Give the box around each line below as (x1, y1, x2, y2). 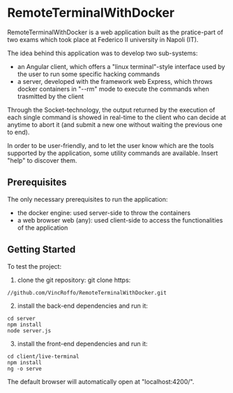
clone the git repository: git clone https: (17, 276, 131, 284)
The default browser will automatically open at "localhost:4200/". (7, 377, 195, 385)
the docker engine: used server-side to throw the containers (17, 208, 190, 217)
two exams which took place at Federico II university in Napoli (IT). (7, 35, 199, 43)
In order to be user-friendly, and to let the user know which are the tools (7, 141, 214, 149)
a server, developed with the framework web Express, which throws (17, 77, 213, 85)
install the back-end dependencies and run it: (17, 302, 149, 310)
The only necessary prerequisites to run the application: (7, 195, 168, 203)
